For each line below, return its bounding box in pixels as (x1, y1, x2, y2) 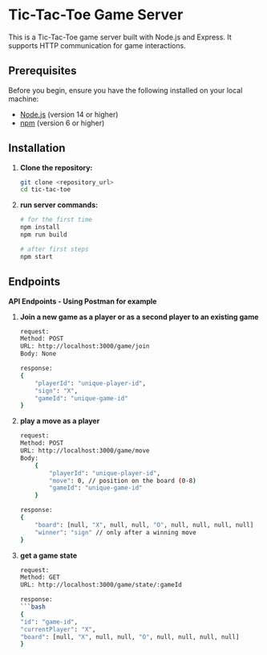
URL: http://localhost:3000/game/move (19, 447, 150, 455)
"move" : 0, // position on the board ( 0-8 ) (49, 477, 196, 485)
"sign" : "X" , (34, 387, 79, 395)
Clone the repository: (19, 162, 93, 172)
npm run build (19, 231, 67, 239)
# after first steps (19, 245, 89, 253)
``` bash (19, 603, 46, 611)
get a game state (19, 551, 78, 560)
